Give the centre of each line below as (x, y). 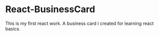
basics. (13, 28)
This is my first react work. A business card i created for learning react (80, 23)
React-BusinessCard (50, 9)
